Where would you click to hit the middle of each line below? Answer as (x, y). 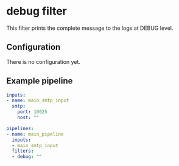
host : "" (28, 118)
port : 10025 (32, 112)
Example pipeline (40, 81)
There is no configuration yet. (44, 61)
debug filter (37, 11)
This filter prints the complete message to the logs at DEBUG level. (90, 28)
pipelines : (20, 128)
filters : (23, 151)
